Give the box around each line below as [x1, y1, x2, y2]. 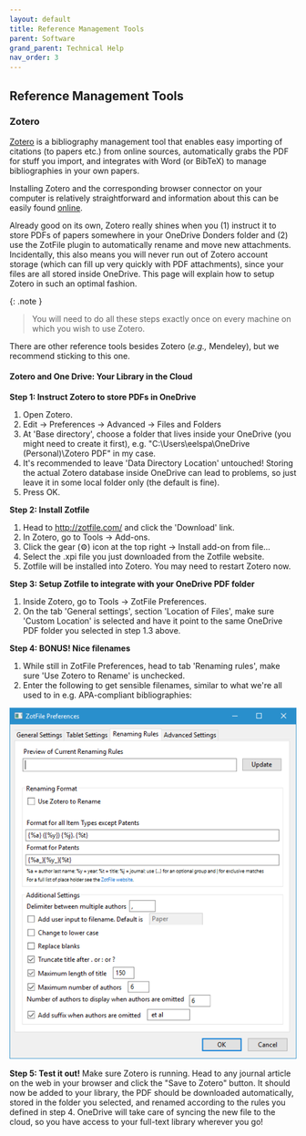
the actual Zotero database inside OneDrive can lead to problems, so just [22, 468, 297, 479]
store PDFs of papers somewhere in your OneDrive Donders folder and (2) [9, 229, 289, 241]
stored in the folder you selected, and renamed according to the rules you [9, 1097, 286, 1108]
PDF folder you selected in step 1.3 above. [22, 625, 181, 636]
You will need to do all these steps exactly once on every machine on [31, 313, 291, 324]
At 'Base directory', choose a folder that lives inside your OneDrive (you [22, 429, 291, 439]
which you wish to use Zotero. [31, 323, 146, 334]
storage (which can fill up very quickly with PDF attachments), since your [9, 258, 284, 269]
